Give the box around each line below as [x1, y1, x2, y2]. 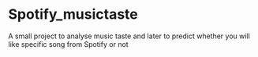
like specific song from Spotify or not [8, 39, 129, 48]
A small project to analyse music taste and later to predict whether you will [8, 31, 250, 41]
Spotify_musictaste [8, 5, 138, 23]
